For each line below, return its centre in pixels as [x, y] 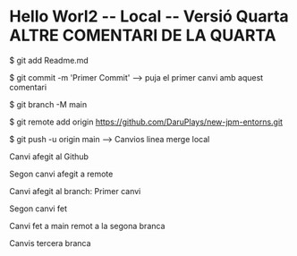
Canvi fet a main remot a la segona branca [87, 226]
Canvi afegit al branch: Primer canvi [75, 191]
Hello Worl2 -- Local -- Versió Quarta [149, 17]
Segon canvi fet [38, 209]
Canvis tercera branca [50, 243]
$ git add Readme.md [49, 60]
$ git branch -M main [48, 104]
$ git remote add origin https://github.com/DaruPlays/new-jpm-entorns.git [146, 122]
